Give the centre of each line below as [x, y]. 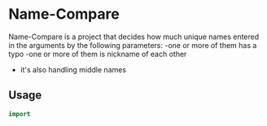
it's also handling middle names [73, 69]
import [20, 114]
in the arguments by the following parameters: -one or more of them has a [133, 45]
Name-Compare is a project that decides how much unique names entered [134, 37]
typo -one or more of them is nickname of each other [98, 54]
